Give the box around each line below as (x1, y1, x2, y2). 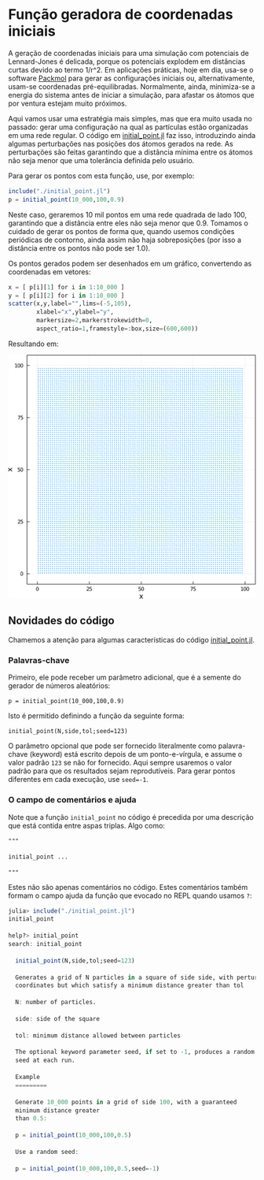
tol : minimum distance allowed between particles (15, 1031, 181, 1040)
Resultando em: (8, 339, 59, 348)
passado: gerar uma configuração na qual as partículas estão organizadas (8, 122, 249, 132)
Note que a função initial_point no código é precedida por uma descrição (8, 812, 254, 821)
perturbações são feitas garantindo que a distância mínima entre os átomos (8, 147, 253, 157)
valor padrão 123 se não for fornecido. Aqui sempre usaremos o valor (8, 758, 233, 768)
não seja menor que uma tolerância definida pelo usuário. (8, 155, 195, 165)
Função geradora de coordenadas (8, 6, 233, 24)
